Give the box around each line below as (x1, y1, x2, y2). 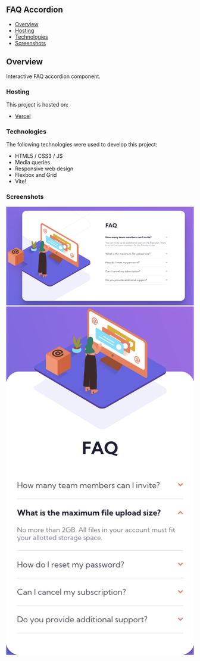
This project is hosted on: (6, 101, 68, 108)
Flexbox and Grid (14, 172, 57, 179)
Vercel (14, 113, 31, 120)
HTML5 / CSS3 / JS (14, 152, 63, 160)
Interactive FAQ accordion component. (6, 73, 101, 80)
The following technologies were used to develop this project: (6, 141, 158, 148)
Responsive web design (14, 165, 74, 172)
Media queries (14, 159, 51, 166)
